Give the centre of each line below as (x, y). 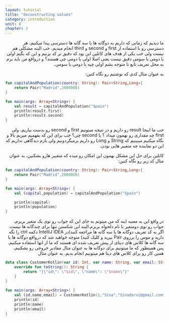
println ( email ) (30, 309)
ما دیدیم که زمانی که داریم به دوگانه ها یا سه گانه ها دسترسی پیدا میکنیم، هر (93, 43)
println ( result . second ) (39, 116)
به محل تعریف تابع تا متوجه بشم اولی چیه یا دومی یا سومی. (109, 64)
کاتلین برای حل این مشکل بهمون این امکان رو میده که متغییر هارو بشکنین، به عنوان (87, 156)
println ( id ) (27, 300)
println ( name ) (29, 304)
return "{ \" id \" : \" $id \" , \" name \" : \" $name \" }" (76, 272)
